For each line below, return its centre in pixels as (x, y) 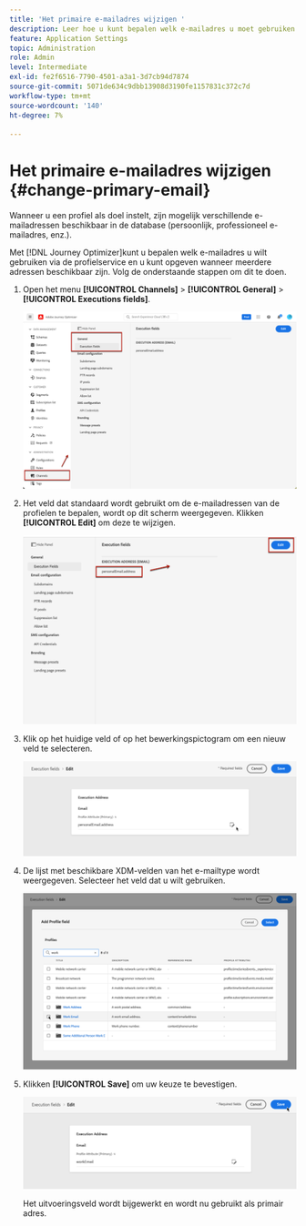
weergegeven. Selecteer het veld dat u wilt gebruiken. (124, 880)
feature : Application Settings (69, 38)
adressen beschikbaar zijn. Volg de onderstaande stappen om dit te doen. (148, 272)
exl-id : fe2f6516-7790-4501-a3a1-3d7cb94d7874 (99, 77)
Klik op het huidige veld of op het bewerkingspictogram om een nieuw (154, 738)
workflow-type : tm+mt (51, 96)
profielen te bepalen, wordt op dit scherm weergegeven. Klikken (143, 513)
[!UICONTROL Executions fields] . (86, 299)
